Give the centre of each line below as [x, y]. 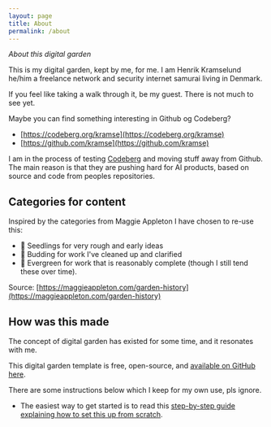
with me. [23, 350]
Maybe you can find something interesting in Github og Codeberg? [120, 119]
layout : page [30, 16]
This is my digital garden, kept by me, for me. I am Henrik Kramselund [125, 70]
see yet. [22, 103]
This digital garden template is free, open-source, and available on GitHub [132, 366]
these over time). [48, 272]
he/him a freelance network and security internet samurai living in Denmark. [135, 79]
